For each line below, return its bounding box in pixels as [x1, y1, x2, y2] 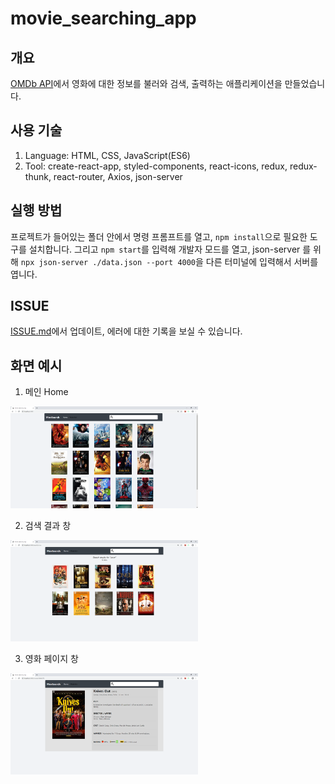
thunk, [24, 170, 52, 182]
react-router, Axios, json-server [53, 170, 183, 182]
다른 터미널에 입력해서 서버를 [205, 255, 319, 267]
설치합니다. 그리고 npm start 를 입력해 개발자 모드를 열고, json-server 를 [28, 243, 312, 255]
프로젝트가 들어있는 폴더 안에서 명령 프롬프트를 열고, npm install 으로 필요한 [10, 230, 308, 242]
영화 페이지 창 [24, 652, 79, 664]
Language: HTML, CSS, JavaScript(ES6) [24, 149, 191, 161]
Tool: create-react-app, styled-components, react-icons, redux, [24, 160, 288, 172]
